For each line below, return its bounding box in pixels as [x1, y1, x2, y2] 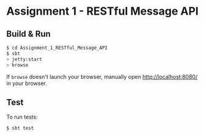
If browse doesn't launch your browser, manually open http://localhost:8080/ [6, 73, 198, 80]
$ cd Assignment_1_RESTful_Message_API [6, 45, 108, 51]
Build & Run [6, 29, 51, 39]
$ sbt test [6, 125, 34, 131]
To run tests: [6, 113, 38, 120]
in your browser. [6, 80, 48, 87]
